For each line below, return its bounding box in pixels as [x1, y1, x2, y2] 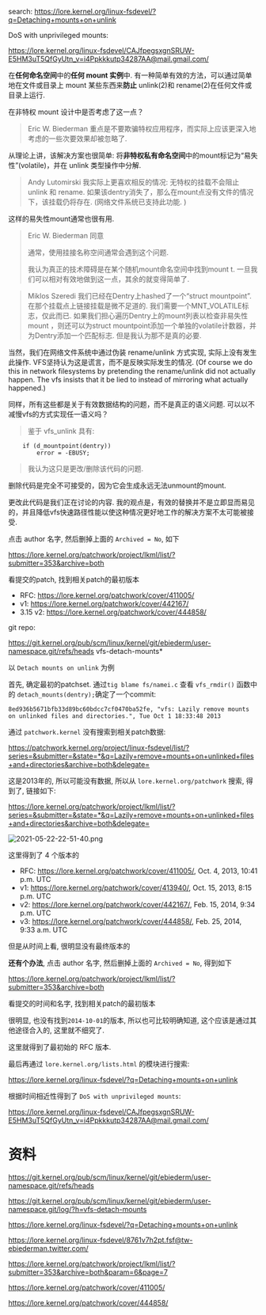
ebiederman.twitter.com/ [8, 1243, 89, 1253]
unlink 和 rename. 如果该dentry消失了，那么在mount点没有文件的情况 [27, 188, 254, 196]
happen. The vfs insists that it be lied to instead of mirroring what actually [8, 375, 249, 384]
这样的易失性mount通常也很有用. [8, 214, 115, 223]
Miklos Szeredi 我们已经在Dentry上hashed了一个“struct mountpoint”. [27, 291, 252, 300]
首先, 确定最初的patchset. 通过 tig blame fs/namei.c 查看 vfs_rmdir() [8, 680, 235, 689]
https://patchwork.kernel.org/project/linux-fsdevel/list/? [8, 743, 190, 752]
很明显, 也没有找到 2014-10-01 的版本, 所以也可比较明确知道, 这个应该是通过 [8, 1016, 250, 1024]
